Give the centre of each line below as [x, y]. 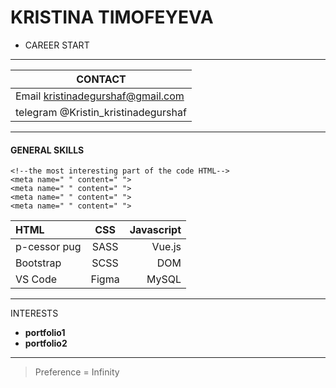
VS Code [36, 279]
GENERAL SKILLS [47, 150]
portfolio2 [46, 343]
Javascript [155, 230]
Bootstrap [38, 263]
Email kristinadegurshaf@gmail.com [100, 96]
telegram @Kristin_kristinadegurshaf [101, 112]
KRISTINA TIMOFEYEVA [112, 17]
